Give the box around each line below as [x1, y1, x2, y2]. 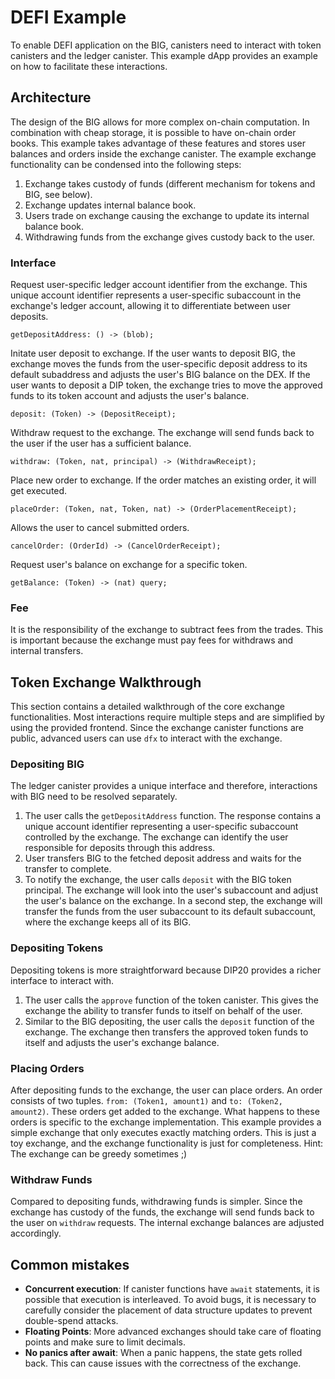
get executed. [10, 485, 68, 497]
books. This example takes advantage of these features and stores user [10, 137, 306, 149]
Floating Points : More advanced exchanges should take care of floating [24, 1326, 322, 1338]
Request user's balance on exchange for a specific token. [10, 559, 248, 571]
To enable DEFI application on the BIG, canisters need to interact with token [10, 39, 322, 51]
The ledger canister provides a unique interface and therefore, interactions [10, 780, 318, 792]
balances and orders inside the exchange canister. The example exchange [10, 147, 317, 160]
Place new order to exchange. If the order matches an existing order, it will [10, 474, 317, 486]
